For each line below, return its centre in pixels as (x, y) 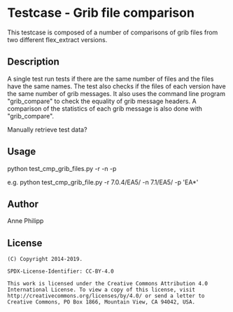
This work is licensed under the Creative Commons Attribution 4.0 (108, 284)
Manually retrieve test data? (47, 129)
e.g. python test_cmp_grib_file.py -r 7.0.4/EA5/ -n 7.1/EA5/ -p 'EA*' (103, 182)
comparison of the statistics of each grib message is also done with (105, 108)
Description (33, 62)
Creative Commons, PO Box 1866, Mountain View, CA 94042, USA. (101, 302)
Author (23, 204)
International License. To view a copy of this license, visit (101, 290)
